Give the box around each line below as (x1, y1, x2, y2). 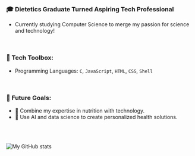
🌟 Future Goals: (6, 93, 52, 102)
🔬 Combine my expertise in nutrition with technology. (14, 107, 145, 114)
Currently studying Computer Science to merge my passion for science (14, 21, 190, 28)
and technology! (14, 27, 55, 35)
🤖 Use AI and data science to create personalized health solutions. (14, 113, 178, 120)
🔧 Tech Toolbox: (6, 54, 54, 62)
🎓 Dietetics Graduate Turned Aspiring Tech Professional (6, 5, 174, 13)
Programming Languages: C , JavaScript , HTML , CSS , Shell (14, 67, 153, 74)
